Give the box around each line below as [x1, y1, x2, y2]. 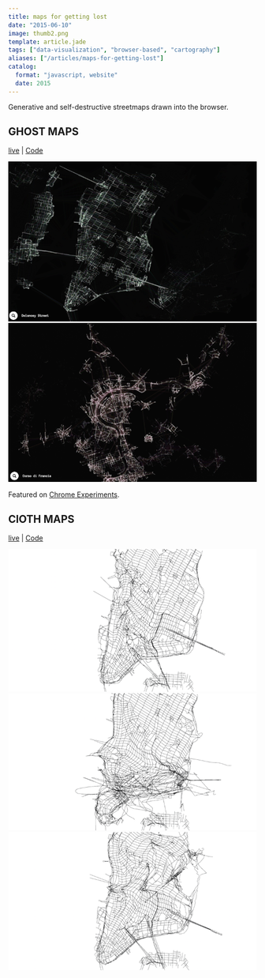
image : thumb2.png [8, 29, 69, 37]
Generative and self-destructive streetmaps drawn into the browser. [8, 102, 229, 111]
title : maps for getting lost [8, 13, 108, 21]
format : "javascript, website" [15, 71, 118, 79]
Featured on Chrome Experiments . [8, 490, 120, 499]
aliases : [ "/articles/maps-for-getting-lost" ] [8, 55, 164, 62]
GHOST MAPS [8, 125, 79, 138]
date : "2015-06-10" [8, 21, 73, 29]
